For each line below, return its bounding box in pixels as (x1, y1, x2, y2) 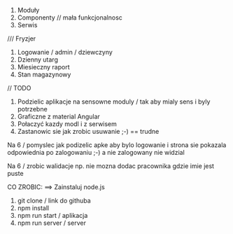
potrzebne (17, 105, 48, 113)
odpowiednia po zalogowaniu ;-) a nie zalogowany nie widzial (7, 149, 185, 156)
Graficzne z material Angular (17, 112, 100, 121)
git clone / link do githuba (17, 196, 91, 205)
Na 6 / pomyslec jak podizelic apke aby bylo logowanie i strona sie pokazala (7, 141, 227, 149)
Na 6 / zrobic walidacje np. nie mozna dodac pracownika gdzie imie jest (7, 162, 215, 170)
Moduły (17, 6, 40, 14)
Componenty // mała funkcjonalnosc (17, 13, 122, 22)
